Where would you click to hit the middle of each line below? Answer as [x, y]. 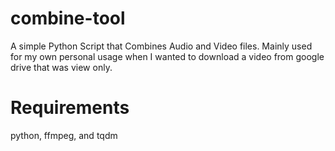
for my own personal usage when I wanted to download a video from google [167, 56]
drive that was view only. [61, 67]
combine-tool [68, 18]
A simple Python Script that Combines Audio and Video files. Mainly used [161, 46]
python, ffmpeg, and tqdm [64, 135]
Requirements [70, 108]
